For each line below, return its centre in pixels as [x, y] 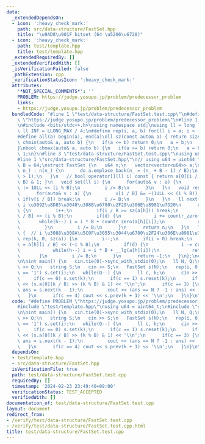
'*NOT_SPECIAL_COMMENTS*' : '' [56, 91]
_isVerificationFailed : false [50, 69]
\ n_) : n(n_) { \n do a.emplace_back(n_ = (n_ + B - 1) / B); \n [108, 171]
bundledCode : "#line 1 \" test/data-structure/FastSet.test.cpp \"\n [99, 114]
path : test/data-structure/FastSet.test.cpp [69, 375]
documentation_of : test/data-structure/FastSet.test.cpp [80, 403]
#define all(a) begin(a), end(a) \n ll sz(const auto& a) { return [102, 137]
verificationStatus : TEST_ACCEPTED [57, 392]
